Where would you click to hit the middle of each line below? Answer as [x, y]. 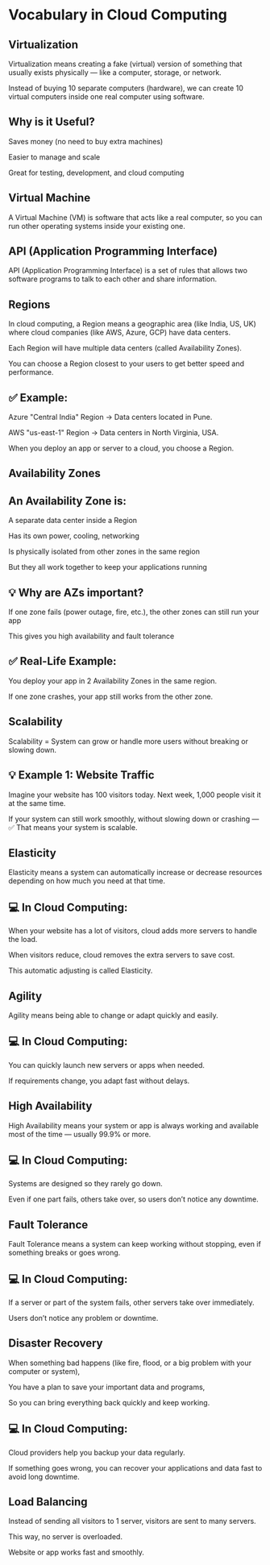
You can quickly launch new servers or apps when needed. [107, 1065]
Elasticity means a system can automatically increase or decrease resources [135, 873]
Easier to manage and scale [54, 157]
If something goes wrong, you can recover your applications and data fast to [135, 1467]
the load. [23, 940]
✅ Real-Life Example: [62, 661]
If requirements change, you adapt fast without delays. [99, 1081]
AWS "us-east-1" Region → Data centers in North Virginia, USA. [114, 433]
